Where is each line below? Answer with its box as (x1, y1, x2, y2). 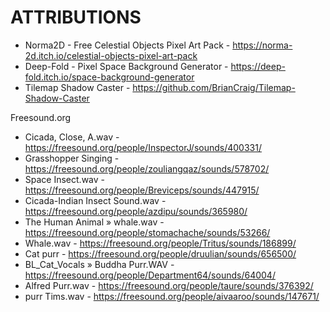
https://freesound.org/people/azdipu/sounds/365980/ (24, 205, 248, 217)
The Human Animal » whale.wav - (24, 216, 165, 228)
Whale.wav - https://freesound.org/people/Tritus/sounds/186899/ (24, 237, 297, 249)
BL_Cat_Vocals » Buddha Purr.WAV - (24, 258, 175, 270)
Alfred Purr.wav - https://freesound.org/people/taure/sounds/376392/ (24, 279, 314, 291)
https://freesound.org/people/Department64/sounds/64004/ (24, 269, 276, 281)
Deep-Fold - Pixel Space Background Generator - (24, 60, 229, 72)
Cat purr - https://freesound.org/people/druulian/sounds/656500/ (24, 247, 297, 260)
